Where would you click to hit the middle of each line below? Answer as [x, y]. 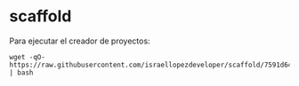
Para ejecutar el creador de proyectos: [80, 41]
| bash [21, 73]
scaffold [40, 16]
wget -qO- [28, 57]
